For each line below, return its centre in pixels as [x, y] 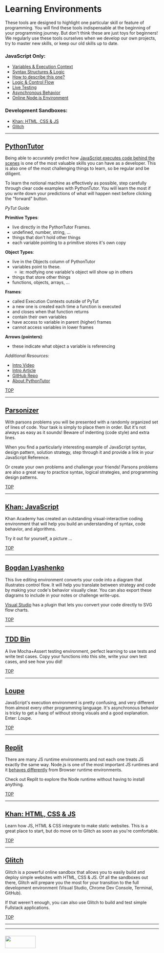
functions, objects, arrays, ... [41, 283]
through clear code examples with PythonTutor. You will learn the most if [78, 188]
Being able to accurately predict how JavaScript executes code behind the [80, 158]
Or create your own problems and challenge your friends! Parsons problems [82, 467]
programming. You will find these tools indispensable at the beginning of [78, 27]
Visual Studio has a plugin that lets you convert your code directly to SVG [79, 604]
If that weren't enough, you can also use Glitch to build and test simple [76, 902]
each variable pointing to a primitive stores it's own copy [69, 243]
